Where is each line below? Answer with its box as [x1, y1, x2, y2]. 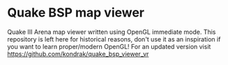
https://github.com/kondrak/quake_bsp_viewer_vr [7, 50, 149, 58]
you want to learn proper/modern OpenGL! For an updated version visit [7, 42, 211, 50]
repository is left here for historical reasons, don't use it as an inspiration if [7, 35, 221, 43]
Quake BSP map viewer [7, 5, 145, 21]
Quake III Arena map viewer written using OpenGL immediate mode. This [7, 28, 216, 36]
